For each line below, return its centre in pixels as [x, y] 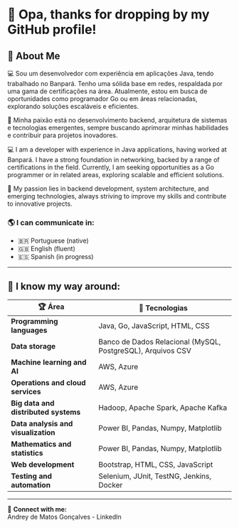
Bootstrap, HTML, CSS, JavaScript [156, 465]
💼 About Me [34, 56]
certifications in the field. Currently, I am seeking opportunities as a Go [111, 167]
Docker [111, 485]
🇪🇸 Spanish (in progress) [55, 257]
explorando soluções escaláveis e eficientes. [73, 106]
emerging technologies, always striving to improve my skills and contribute [117, 196]
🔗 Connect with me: [37, 509]
